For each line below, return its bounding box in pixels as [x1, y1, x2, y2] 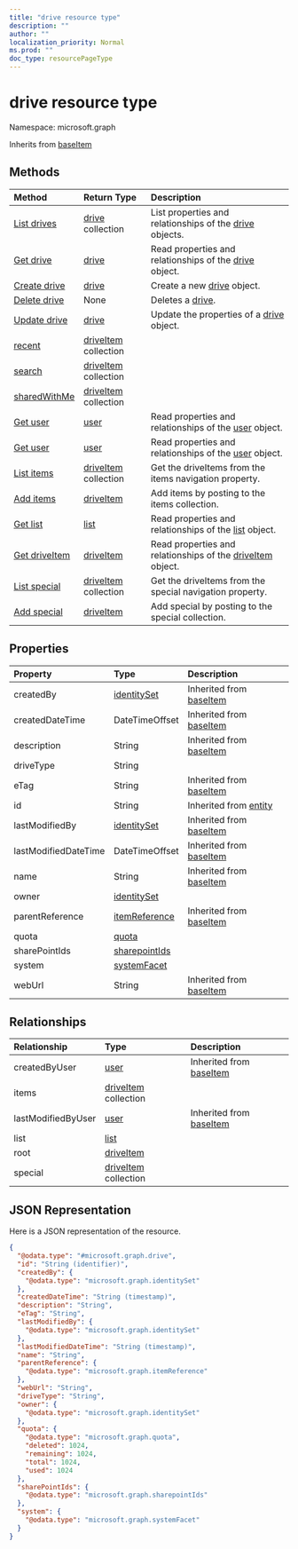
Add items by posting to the [150, 486, 266, 499]
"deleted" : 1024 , [25, 1442, 90, 1450]
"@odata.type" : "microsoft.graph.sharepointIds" [25, 1490, 208, 1500]
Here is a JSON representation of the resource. [9, 1226, 182, 1237]
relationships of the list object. [150, 523, 277, 535]
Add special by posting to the [150, 600, 273, 612]
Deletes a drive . [150, 294, 216, 306]
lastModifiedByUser [13, 1112, 97, 1125]
